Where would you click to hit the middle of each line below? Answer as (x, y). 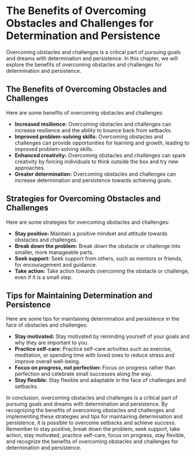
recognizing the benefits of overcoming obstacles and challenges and (90, 410)
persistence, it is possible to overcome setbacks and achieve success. (91, 423)
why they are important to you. (52, 343)
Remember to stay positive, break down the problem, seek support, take (93, 429)
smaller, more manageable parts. (54, 252)
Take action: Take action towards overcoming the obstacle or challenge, (102, 271)
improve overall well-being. (47, 361)
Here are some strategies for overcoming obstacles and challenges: (88, 222)
